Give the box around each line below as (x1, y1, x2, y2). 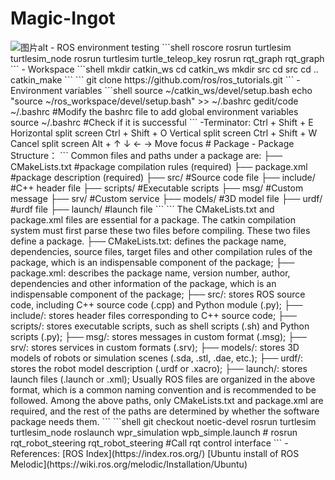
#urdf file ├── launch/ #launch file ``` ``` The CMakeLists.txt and (10, 203, 275, 215)
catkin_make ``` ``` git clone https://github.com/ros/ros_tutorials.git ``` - (10, 73, 301, 86)
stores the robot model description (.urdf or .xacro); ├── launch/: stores (10, 362, 308, 374)
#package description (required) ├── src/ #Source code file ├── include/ (10, 171, 316, 183)
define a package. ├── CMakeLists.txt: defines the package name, (10, 235, 287, 247)
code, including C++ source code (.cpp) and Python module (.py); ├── (10, 298, 303, 311)
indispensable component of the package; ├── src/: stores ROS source (10, 288, 306, 300)
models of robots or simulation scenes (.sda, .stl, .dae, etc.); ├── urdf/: (10, 352, 304, 364)
